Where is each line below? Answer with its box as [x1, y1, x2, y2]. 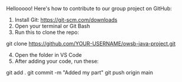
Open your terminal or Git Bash [14, 23, 90, 29]
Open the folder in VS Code [14, 52, 82, 58]
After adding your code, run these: [14, 58, 99, 64]
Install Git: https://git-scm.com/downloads [14, 16, 118, 23]
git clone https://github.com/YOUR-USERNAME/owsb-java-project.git [6, 40, 176, 47]
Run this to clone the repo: [14, 29, 79, 36]
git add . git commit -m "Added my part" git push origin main [6, 69, 154, 76]
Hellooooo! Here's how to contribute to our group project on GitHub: [6, 5, 173, 12]
